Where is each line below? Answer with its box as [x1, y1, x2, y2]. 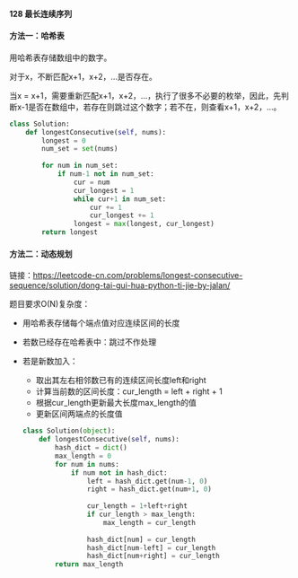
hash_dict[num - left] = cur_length [86, 543, 216, 552]
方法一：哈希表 [9, 31, 65, 41]
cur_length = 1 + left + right [86, 502, 188, 511]
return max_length [55, 560, 124, 569]
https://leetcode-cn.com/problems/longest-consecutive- [32, 270, 243, 281]
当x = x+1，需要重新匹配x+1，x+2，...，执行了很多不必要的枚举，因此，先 [9, 90, 282, 101]
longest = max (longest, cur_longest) [73, 220, 215, 229]
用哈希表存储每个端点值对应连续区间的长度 [22, 318, 180, 328]
